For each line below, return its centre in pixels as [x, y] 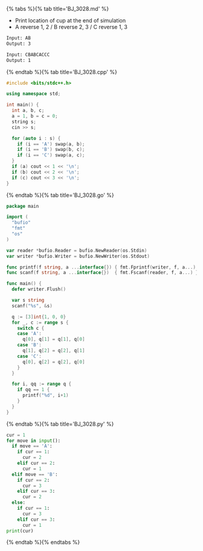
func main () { [24, 284]
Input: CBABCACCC [28, 55]
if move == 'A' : [32, 446]
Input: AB [19, 38]
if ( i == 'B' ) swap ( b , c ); [51, 150]
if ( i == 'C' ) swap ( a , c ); [51, 155]
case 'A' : [30, 334]
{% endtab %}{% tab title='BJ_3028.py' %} [60, 424]
